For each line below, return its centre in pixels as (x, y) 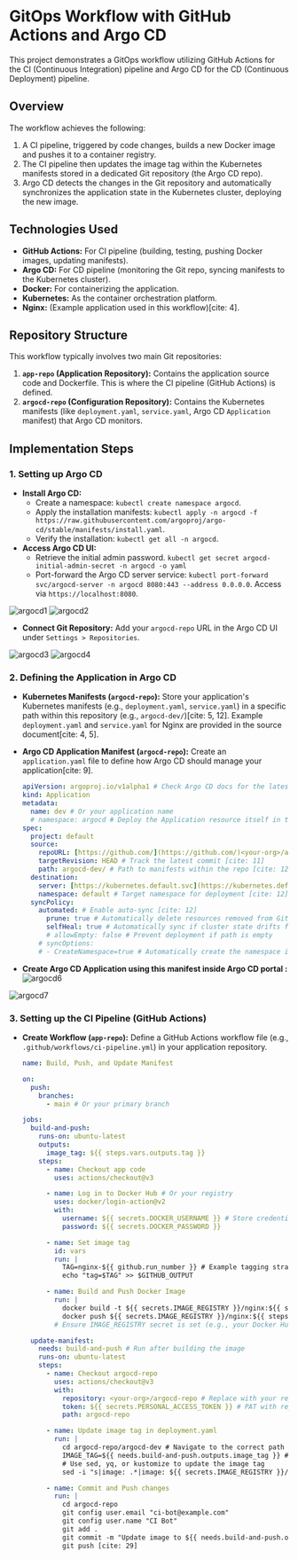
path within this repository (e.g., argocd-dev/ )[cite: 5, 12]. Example (142, 716)
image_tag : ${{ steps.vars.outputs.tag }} (125, 1153)
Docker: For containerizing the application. (100, 288)
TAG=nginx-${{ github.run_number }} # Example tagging (165, 1267)
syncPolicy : (52, 902)
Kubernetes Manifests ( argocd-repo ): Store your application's (136, 697)
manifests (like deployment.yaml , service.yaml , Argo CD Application (146, 411)
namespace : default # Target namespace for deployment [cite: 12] (164, 894)
